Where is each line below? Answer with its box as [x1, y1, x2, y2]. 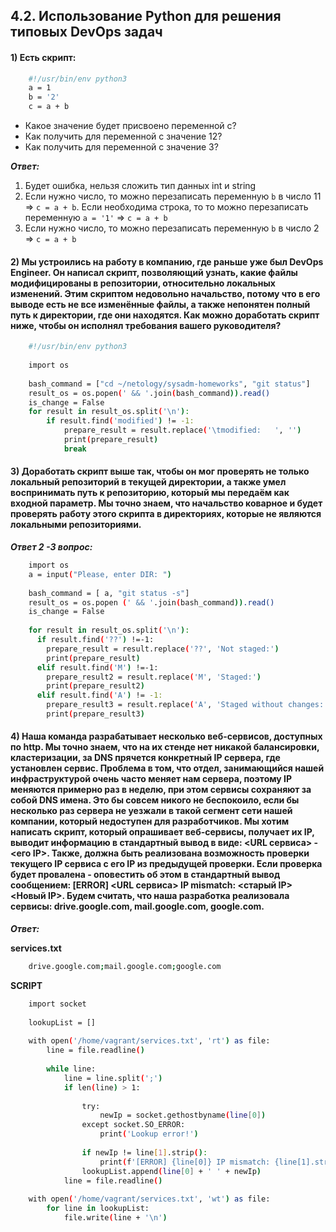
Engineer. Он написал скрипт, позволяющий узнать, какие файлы [10, 266, 298, 278]
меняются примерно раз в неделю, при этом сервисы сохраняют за [10, 784, 312, 796]
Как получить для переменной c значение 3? [24, 141, 219, 153]
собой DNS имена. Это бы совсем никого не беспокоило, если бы [10, 794, 300, 806]
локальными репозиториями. [10, 519, 142, 531]
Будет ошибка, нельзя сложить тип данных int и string [24, 180, 257, 192]
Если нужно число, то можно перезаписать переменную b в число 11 [24, 190, 322, 203]
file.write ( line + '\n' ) [63, 1213, 168, 1223]
